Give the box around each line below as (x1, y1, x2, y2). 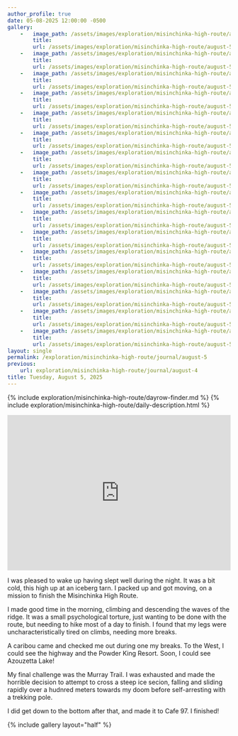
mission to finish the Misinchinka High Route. (7, 591, 139, 600)
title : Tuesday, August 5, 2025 (7, 374, 103, 381)
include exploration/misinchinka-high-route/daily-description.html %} (7, 401, 210, 409)
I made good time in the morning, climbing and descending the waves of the (7, 605, 230, 613)
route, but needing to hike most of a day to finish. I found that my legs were (7, 619, 227, 629)
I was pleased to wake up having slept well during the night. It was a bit (7, 576, 215, 585)
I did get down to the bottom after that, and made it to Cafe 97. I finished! (7, 706, 220, 715)
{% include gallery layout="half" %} (7, 720, 112, 729)
